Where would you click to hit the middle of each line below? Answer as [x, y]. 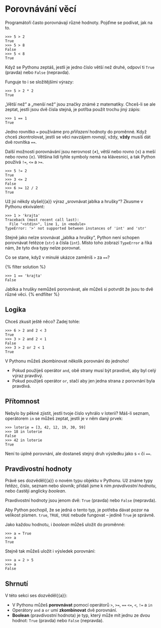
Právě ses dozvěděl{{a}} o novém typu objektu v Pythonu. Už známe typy [79, 481]
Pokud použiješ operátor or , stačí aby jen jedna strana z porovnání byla [83, 381]
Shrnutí [17, 584]
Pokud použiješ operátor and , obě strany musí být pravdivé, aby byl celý [84, 370]
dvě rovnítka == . [21, 142]
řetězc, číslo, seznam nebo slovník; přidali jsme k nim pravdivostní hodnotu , [81, 486]
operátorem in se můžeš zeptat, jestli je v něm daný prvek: [64, 418]
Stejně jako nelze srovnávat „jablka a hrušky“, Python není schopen [72, 237]
